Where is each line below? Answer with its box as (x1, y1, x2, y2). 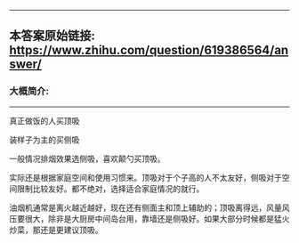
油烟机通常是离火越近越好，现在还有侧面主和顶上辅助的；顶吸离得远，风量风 (9, 202, 290, 213)
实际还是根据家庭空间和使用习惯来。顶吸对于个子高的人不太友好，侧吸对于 (9, 172, 282, 182)
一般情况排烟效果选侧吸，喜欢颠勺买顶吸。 (9, 153, 166, 164)
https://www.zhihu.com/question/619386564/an (9, 43, 289, 58)
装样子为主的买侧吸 (9, 134, 80, 145)
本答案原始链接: (9, 28, 96, 44)
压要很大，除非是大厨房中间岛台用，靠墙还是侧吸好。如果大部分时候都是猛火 (9, 213, 290, 223)
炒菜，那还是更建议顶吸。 (9, 224, 103, 235)
